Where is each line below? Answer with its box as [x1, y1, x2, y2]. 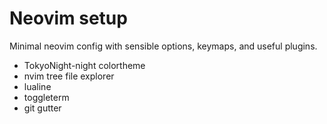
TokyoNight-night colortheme [23, 59, 146, 71]
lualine [23, 80, 52, 92]
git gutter [23, 102, 62, 114]
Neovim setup [9, 7, 128, 30]
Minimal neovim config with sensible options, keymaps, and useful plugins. [9, 40, 318, 52]
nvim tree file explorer [23, 70, 115, 82]
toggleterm [23, 91, 70, 103]
